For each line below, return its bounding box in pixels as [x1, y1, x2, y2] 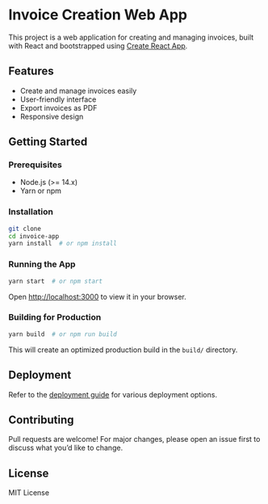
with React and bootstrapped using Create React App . [8, 40, 188, 50]
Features [8, 65, 54, 78]
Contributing [8, 413, 74, 426]
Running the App [8, 258, 76, 270]
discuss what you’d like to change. [8, 443, 124, 453]
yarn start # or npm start [8, 277, 103, 285]
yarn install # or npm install [8, 240, 117, 248]
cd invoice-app [8, 232, 60, 240]
